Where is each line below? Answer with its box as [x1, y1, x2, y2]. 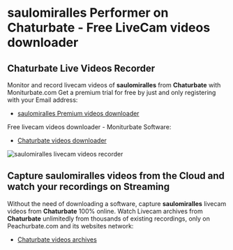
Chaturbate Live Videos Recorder [7, 62, 156, 74]
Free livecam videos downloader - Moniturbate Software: [7, 123, 172, 131]
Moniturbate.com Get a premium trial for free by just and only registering [7, 89, 216, 96]
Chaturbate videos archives [17, 235, 98, 244]
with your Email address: [7, 96, 78, 104]
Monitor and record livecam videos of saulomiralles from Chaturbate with [7, 81, 221, 89]
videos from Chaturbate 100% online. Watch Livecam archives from [7, 207, 204, 215]
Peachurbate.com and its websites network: [7, 221, 134, 230]
